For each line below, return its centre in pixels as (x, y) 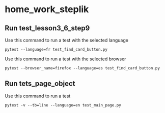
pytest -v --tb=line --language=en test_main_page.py (63, 105)
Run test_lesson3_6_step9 (47, 28)
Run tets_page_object (40, 84)
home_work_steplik (47, 9)
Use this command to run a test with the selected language (66, 40)
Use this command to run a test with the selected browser (65, 59)
